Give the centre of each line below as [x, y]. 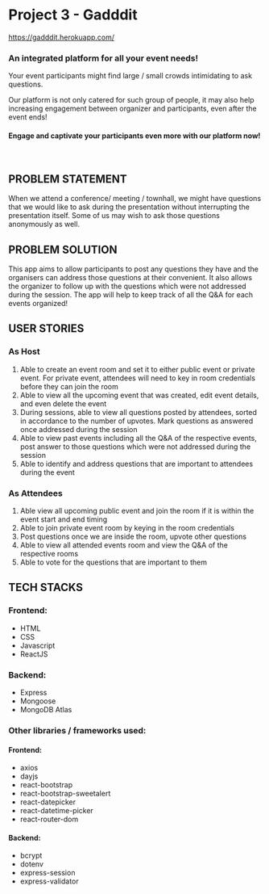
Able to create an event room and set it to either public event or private [137, 369]
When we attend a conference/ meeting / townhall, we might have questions [135, 199]
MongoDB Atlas [46, 710]
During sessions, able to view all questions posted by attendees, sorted [139, 412]
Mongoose [38, 701]
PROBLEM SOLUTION [63, 249]
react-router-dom [49, 819]
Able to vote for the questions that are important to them [114, 562]
